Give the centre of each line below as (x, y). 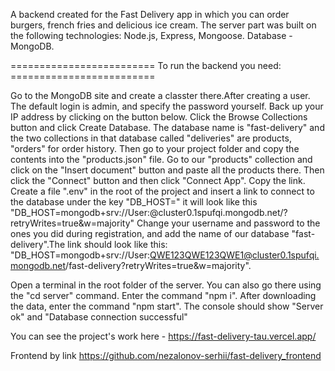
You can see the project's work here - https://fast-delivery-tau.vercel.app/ (163, 336)
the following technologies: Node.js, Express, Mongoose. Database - (151, 35)
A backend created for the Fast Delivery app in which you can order (150, 14)
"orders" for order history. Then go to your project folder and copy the (155, 148)
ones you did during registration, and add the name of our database (150, 233)
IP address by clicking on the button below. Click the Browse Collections (159, 117)
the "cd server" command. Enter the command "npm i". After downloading (163, 295)
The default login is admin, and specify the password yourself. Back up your (167, 106)
